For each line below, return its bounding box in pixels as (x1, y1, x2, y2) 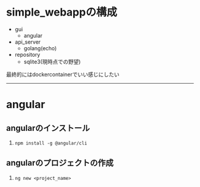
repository (14, 51, 40, 58)
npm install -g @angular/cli (14, 140, 87, 146)
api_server (14, 38, 41, 45)
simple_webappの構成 (6, 5, 117, 19)
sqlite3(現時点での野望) (23, 58, 81, 65)
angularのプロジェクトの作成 (6, 158, 114, 168)
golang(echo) (23, 44, 57, 51)
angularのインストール (6, 123, 90, 133)
